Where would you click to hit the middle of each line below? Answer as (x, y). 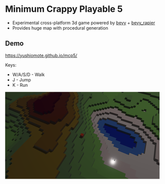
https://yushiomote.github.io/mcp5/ (41, 55)
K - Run (20, 85)
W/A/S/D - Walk (28, 74)
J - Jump (21, 79)
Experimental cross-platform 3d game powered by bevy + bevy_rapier (84, 23)
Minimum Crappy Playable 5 (64, 9)
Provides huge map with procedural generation (60, 28)
